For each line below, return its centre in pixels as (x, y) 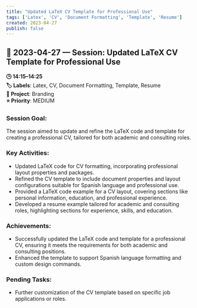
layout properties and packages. (54, 172)
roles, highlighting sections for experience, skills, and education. (94, 210)
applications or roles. (40, 299)
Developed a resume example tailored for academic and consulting (97, 204)
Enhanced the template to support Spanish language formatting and (98, 257)
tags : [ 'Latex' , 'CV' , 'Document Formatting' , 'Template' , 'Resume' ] (94, 17)
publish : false (25, 28)
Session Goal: (27, 118)
